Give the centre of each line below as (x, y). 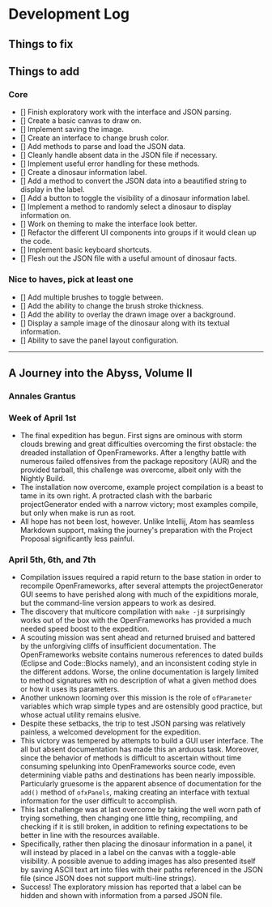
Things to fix (41, 44)
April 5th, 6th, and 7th (52, 560)
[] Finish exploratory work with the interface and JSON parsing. (126, 112)
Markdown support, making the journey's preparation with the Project (136, 530)
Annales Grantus (42, 396)
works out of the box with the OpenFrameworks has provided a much (136, 620)
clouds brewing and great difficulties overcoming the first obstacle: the (138, 444)
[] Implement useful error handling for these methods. (110, 164)
